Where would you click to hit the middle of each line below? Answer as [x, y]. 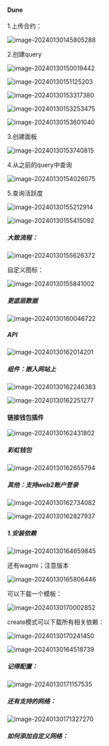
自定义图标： [25, 270]
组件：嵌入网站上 [32, 368]
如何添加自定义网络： [37, 736]
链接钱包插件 [25, 417]
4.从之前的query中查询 [40, 165]
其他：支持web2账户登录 [43, 485]
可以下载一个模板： [35, 594]
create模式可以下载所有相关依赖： [56, 622]
